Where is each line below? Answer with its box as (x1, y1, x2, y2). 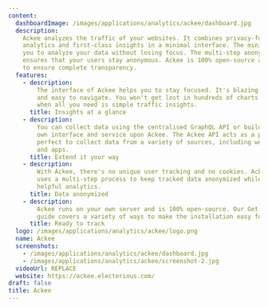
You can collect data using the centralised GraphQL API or (37, 123, 241, 131)
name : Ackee (15, 235, 56, 243)
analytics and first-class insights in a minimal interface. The (22, 42, 245, 50)
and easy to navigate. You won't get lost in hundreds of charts (37, 94, 259, 102)
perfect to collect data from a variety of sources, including (37, 138, 251, 146)
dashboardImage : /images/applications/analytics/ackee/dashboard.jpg (15, 19, 251, 27)
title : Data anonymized (29, 189, 109, 198)
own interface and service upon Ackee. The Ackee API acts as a (37, 130, 255, 138)
